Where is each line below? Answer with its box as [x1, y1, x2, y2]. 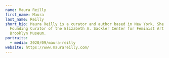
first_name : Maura [5, 12, 44, 17]
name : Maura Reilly [5, 7, 47, 13]
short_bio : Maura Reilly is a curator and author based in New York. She [5, 21, 164, 27]
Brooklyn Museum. [10, 31, 47, 36]
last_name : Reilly [5, 17, 44, 22]
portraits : [5, 36, 28, 41]
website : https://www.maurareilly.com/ [5, 45, 90, 50]
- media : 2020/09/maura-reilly [10, 40, 76, 45]
